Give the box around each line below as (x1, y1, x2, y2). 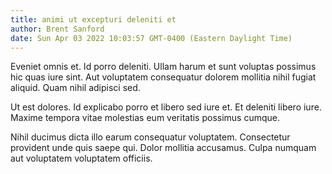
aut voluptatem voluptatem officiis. (10, 152, 153, 165)
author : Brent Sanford (10, 24, 105, 34)
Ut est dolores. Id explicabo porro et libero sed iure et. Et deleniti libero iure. (10, 101, 322, 113)
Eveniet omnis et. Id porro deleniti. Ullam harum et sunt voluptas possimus (10, 61, 317, 73)
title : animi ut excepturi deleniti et (10, 14, 177, 25)
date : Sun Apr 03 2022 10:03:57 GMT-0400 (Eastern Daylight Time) (10, 33, 293, 43)
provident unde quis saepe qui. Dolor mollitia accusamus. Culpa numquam (10, 142, 317, 154)
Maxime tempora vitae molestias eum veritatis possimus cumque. (10, 112, 281, 124)
